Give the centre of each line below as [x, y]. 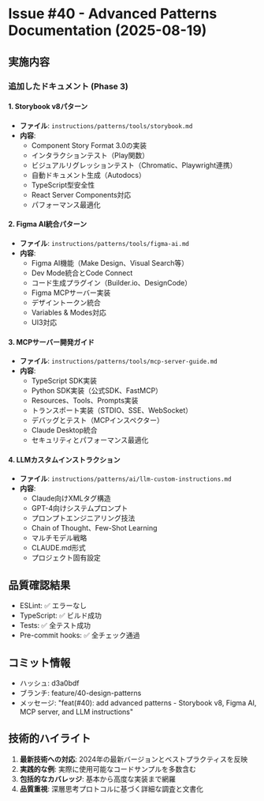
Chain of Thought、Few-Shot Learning [94, 528]
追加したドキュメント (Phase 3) [68, 86]
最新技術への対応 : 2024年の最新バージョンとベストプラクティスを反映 [134, 759]
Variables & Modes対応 [69, 312]
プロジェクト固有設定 [66, 557]
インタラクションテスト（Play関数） [90, 155]
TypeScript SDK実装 [64, 381]
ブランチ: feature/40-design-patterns [80, 693]
